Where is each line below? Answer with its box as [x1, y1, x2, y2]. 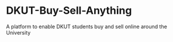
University [6, 29, 31, 36]
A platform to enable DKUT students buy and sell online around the [6, 23, 168, 30]
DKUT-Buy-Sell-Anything [6, 4, 132, 17]
